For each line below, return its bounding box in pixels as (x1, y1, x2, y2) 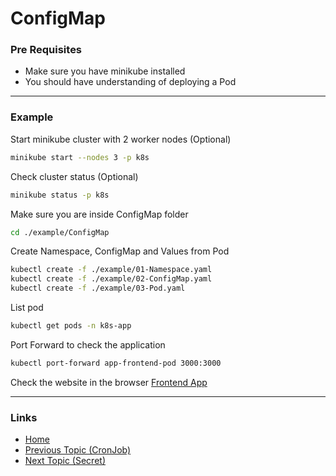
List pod (10, 302, 44, 314)
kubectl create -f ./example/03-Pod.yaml (10, 283, 186, 294)
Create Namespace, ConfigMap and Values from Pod (10, 245, 230, 257)
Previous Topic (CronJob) (24, 444, 132, 456)
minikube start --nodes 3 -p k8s (10, 152, 150, 162)
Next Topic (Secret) (24, 455, 106, 467)
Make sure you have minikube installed (24, 65, 186, 77)
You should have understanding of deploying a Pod (24, 76, 237, 88)
